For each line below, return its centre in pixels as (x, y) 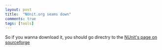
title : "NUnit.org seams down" (38, 14)
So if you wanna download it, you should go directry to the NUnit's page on (81, 37)
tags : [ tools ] (20, 23)
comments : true (21, 19)
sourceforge (18, 43)
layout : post (18, 10)
